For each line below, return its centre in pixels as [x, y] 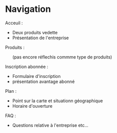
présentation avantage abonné [43, 81]
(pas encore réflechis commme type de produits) [62, 57]
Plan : [11, 91]
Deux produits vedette [35, 32]
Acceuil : [14, 23]
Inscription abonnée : [27, 66]
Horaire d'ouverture [32, 106]
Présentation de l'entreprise [40, 38]
